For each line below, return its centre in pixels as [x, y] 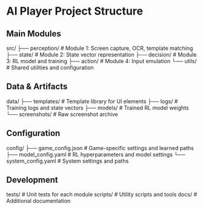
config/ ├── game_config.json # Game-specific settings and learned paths [100, 148]
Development [32, 180]
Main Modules [34, 34]
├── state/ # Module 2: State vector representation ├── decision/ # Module [101, 55]
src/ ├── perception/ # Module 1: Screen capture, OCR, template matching [100, 48]
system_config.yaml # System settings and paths [68, 161]
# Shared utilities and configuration [50, 67]
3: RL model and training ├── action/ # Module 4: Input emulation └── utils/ [101, 61]
